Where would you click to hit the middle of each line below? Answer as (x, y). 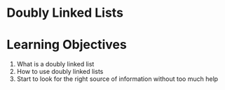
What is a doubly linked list (55, 64)
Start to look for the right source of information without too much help (117, 79)
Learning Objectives (67, 45)
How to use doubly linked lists (60, 72)
